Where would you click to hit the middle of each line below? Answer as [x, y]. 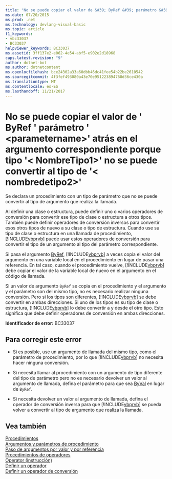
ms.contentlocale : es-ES [32, 86]
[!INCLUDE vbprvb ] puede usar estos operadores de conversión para [78, 239]
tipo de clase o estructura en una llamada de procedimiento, [69, 234]
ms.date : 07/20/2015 [27, 15]
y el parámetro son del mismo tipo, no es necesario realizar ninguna [77, 292]
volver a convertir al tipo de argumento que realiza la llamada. [78, 410]
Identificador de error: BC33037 [40, 323]
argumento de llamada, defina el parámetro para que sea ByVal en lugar [89, 384]
